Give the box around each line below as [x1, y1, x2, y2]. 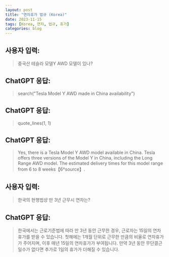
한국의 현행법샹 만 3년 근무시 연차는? [17, 197, 91, 203]
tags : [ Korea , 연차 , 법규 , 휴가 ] [5, 21, 69, 27]
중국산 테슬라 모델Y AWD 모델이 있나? [17, 60, 93, 66]
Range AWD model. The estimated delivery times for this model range [17, 160, 163, 167]
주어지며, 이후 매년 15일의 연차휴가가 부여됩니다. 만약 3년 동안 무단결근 [23, 240, 163, 246]
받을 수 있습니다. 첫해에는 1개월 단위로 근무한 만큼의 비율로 [31, 234, 147, 240]
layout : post [5, 7, 33, 13]
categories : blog [5, 26, 42, 31]
